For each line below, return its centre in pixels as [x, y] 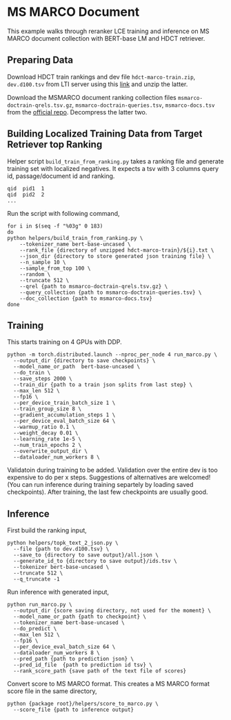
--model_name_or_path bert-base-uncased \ [77, 367]
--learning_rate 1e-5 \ [47, 439]
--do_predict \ [35, 629]
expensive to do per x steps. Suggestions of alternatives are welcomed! [109, 477]
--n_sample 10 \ [43, 262]
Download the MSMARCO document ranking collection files [92, 97]
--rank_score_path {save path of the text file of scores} [100, 671]
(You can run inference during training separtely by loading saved [100, 485]
